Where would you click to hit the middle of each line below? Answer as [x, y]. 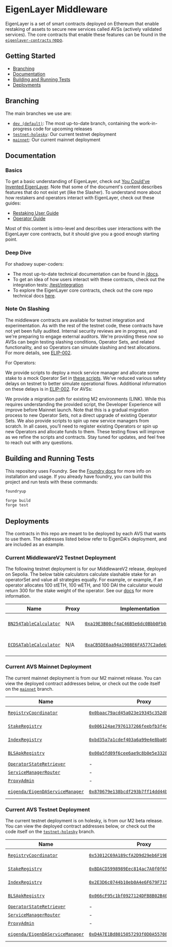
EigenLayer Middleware [57, 9]
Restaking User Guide [36, 213]
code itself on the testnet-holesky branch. [50, 831]
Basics [14, 170]
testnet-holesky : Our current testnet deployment [64, 134]
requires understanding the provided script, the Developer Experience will [83, 404]
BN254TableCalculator [34, 624]
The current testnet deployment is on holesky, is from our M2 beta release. [84, 820]
